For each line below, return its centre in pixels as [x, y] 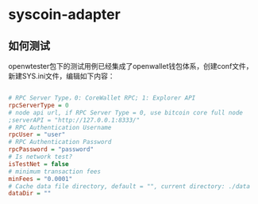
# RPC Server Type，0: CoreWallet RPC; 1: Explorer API [102, 98]
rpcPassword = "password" [51, 149]
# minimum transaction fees [55, 172]
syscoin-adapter [64, 15]
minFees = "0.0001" [40, 179]
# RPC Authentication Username [60, 127]
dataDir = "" [30, 194]
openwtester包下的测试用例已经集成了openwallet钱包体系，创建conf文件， [131, 66]
